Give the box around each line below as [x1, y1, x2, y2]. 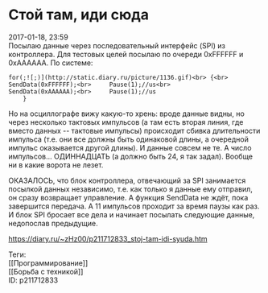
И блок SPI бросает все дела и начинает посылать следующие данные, [8, 209, 255, 219]
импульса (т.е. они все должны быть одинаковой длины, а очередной [8, 134, 249, 144]
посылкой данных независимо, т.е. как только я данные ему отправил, [8, 184, 254, 194]
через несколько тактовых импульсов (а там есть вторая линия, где [8, 117, 244, 126]
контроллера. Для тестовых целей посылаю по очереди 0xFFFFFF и [8, 49, 244, 59]
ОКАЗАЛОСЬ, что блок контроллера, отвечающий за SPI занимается [8, 175, 246, 185]
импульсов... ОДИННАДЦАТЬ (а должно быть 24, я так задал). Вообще [8, 151, 254, 161]
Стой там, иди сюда [8, 6, 150, 24]
